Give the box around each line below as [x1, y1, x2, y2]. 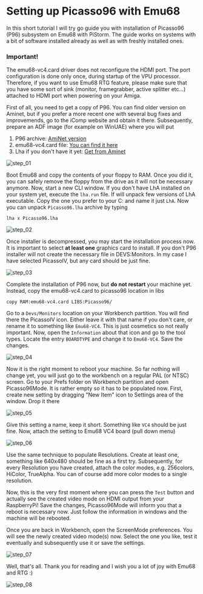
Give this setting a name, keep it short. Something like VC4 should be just [6, 421, 187, 429]
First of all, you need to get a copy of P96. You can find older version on [6, 104, 186, 111]
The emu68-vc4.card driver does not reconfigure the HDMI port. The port [6, 66, 191, 73]
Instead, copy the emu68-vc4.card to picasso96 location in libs [6, 287, 165, 295]
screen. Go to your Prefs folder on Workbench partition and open [6, 378, 168, 386]
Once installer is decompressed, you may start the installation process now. [6, 238, 195, 245]
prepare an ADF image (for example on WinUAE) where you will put [6, 123, 175, 131]
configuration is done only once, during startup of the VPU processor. [6, 73, 181, 80]
